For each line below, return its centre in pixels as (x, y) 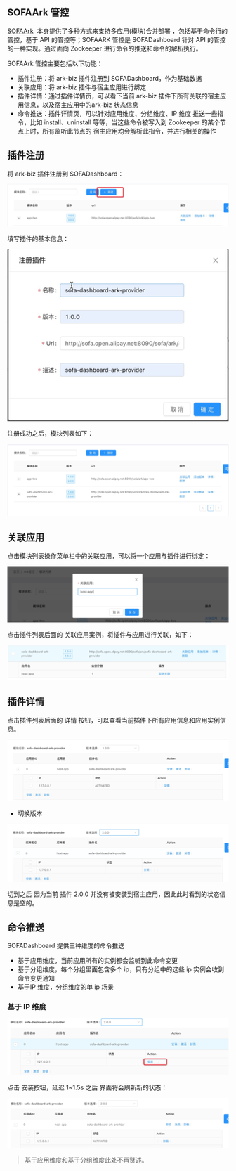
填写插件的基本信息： (38, 239)
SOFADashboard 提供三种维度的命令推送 (66, 945)
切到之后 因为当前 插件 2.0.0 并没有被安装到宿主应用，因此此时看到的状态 (113, 894)
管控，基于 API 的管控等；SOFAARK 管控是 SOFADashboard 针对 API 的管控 (117, 39)
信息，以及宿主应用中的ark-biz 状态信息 (81, 105)
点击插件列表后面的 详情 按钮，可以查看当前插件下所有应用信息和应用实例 (113, 720)
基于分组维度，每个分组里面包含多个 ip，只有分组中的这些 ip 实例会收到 (121, 969)
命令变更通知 (36, 978)
